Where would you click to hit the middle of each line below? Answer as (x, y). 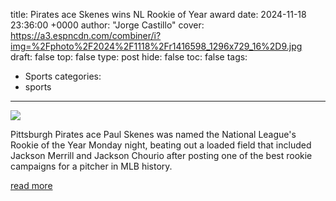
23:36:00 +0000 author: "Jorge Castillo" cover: (107, 25)
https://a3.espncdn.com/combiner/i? (86, 35)
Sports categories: (63, 76)
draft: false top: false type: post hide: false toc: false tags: (129, 57)
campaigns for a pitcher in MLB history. (91, 166)
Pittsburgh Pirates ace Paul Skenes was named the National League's (153, 134)
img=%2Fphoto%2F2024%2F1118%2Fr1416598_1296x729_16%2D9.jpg (156, 46)
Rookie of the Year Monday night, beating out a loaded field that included (161, 145)
